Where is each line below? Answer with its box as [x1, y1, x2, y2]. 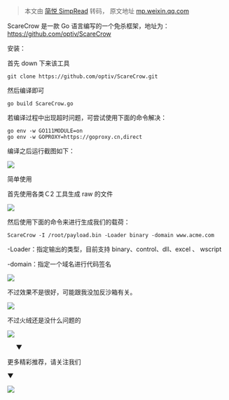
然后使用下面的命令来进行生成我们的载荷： [7, 218, 130, 226]
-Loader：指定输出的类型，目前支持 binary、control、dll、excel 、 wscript [7, 245, 222, 253]
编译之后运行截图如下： [7, 147, 75, 155]
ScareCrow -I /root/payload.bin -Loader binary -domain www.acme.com [7, 232, 215, 239]
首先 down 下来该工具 [7, 59, 70, 67]
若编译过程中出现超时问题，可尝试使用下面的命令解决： [7, 114, 167, 121]
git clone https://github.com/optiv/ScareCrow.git [7, 73, 158, 80]
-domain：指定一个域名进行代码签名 [7, 260, 112, 268]
